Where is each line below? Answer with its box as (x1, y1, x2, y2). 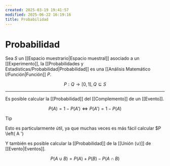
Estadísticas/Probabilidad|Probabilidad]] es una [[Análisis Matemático (5, 66, 151, 72)
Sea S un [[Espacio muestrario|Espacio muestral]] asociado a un (5, 55, 140, 61)
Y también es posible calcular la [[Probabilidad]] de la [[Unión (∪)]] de (5, 140, 151, 147)
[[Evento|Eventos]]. (5, 146, 46, 152)
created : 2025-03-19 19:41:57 (5, 7, 69, 13)
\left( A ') (5, 131, 24, 137)
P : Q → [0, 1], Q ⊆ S (64, 81, 106, 88)
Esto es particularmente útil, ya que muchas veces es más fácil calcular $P (5, 125, 161, 132)
